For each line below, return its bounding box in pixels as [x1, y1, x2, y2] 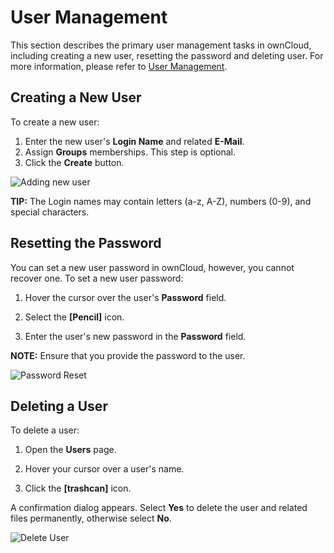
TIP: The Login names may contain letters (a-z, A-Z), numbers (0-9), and [10, 195, 312, 207]
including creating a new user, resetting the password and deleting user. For [10, 49, 324, 61]
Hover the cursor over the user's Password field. [24, 291, 227, 303]
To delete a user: [10, 424, 80, 436]
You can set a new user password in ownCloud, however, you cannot [10, 261, 295, 273]
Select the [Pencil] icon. [24, 311, 125, 323]
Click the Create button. [24, 156, 125, 168]
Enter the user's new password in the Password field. [24, 330, 247, 342]
